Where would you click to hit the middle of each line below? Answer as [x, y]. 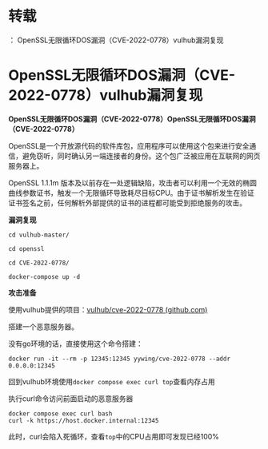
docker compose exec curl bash [60, 413]
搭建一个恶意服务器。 [43, 326]
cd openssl [26, 248]
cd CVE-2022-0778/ [39, 263]
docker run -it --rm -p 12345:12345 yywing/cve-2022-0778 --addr [119, 359]
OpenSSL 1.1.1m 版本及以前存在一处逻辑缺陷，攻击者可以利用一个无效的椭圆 [133, 183]
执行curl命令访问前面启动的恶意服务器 [71, 398]
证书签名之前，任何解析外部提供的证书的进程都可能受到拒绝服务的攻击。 [127, 203]
